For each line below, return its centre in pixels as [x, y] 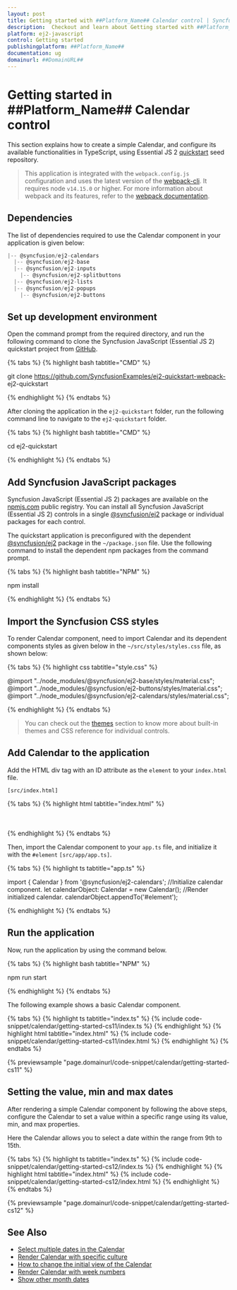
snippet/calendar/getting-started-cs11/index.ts [75, 1025]
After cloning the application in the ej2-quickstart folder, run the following [116, 412]
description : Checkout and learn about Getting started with [101, 27]
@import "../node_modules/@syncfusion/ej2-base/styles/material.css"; [111, 681]
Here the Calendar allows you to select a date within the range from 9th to [115, 1138]
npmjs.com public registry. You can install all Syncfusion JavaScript [105, 507]
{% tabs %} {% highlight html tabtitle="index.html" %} [86, 803]
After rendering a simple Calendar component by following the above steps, [117, 1109]
